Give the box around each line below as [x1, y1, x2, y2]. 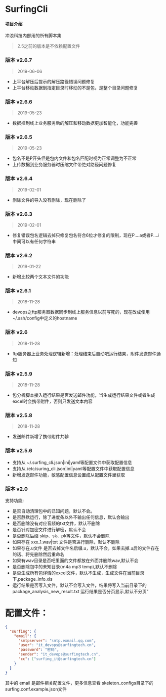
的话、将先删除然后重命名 [12, 551, 65, 557]
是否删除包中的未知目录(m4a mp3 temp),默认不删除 [12, 563, 118, 569]
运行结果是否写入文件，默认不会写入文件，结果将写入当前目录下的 [12, 582, 147, 588]
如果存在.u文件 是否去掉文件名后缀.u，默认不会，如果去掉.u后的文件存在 [12, 545, 160, 551]
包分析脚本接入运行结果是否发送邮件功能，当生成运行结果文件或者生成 [12, 392, 156, 398]
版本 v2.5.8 [5, 412, 33, 418]
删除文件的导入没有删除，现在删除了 [12, 197, 86, 203]
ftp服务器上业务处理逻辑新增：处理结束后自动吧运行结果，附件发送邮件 [12, 350, 157, 357]
